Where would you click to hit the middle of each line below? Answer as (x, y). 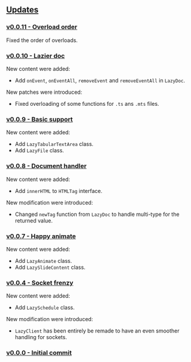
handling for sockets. (41, 337)
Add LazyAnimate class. (43, 260)
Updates (22, 10)
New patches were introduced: (44, 92)
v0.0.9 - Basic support (40, 119)
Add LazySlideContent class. (50, 267)
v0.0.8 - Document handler (46, 166)
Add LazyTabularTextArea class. (54, 144)
